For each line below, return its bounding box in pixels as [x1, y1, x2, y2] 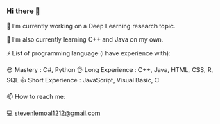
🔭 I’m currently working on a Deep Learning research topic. [6, 22, 176, 30]
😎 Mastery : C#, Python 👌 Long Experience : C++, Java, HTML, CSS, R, [6, 66, 214, 74]
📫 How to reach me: [6, 93, 66, 101]
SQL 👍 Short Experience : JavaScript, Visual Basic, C [6, 76, 160, 85]
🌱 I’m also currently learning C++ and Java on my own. [6, 35, 164, 44]
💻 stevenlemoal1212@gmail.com [6, 109, 101, 117]
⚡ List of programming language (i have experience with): [6, 49, 171, 57]
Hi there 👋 [6, 6, 41, 16]
